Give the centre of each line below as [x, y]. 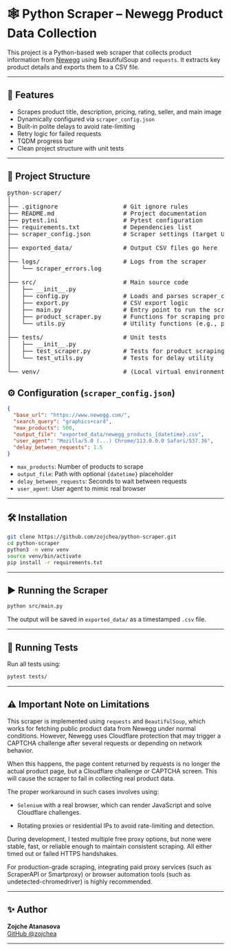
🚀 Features [31, 95]
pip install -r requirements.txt [55, 562]
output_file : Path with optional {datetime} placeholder [95, 474]
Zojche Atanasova [34, 926]
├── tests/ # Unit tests [87, 337]
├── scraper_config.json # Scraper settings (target [112, 234]
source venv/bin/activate [44, 556]
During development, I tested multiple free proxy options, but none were [109, 839]
